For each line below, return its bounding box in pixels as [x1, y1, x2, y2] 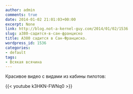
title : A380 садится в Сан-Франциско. [5, 36, 87, 41]
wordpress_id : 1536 [5, 41, 47, 46]
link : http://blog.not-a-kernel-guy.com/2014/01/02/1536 [5, 26, 128, 32]
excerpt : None [5, 21, 36, 27]
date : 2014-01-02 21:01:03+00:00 [5, 17, 76, 22]
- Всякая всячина [5, 59, 42, 65]
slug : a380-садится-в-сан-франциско [5, 31, 83, 36]
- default [5, 50, 26, 55]
